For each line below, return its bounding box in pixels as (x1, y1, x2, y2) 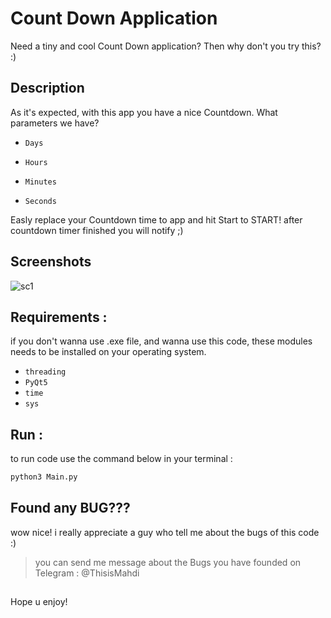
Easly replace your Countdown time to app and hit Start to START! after (10, 213, 303, 226)
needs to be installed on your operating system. (10, 346, 207, 358)
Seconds (24, 196, 57, 206)
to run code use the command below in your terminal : (10, 453, 233, 465)
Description (10, 80, 85, 97)
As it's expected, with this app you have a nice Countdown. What (10, 106, 278, 118)
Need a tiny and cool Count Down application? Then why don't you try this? (10, 40, 322, 52)
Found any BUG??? (10, 500, 131, 517)
